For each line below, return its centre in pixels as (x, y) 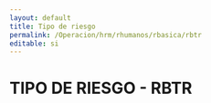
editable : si (34, 43)
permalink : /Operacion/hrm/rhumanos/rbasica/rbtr (106, 35)
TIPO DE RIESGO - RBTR (101, 88)
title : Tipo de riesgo (53, 26)
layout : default (40, 18)
